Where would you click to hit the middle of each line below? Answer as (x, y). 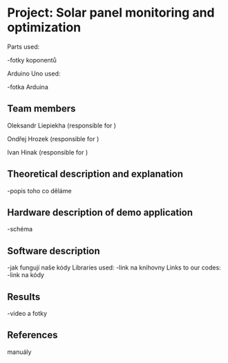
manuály (19, 352)
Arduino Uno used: (34, 73)
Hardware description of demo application (100, 212)
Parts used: (23, 46)
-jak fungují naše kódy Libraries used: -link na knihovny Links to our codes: (114, 267)
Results (24, 297)
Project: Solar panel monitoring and (111, 13)
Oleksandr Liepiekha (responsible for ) (61, 125)
